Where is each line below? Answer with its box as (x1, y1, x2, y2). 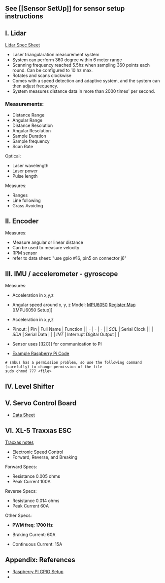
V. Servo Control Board (5, 399, 77, 407)
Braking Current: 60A (12, 532, 56, 538)
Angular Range (12, 117, 43, 123)
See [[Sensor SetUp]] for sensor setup (5, 4, 125, 13)
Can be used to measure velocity (12, 245, 80, 251)
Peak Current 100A (12, 479, 51, 485)
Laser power (12, 168, 38, 174)
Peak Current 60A (12, 503, 49, 509)
